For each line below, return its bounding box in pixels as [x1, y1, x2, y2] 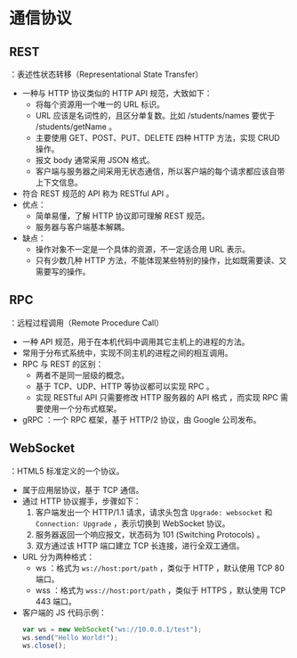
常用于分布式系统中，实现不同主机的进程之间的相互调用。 [21, 347, 233, 358]
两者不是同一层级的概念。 [35, 369, 130, 380]
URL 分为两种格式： [21, 551, 95, 562]
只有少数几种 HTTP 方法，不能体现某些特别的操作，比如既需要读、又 [35, 255, 287, 266]
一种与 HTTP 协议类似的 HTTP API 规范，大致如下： [21, 88, 213, 98]
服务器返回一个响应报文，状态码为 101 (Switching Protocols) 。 [35, 529, 265, 539]
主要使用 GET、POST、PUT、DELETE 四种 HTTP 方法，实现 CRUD [35, 133, 280, 143]
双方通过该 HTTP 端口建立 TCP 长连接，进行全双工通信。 [35, 540, 245, 551]
